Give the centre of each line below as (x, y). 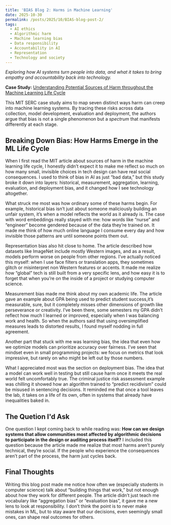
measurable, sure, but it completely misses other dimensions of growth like (84, 305)
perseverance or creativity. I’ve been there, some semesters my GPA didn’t (84, 310)
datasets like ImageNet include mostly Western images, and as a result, (80, 252)
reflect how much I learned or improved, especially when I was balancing (82, 315)
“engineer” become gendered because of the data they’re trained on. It (80, 225)
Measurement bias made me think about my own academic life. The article (84, 294)
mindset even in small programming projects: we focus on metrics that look (84, 353)
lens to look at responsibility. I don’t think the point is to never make (76, 506)
